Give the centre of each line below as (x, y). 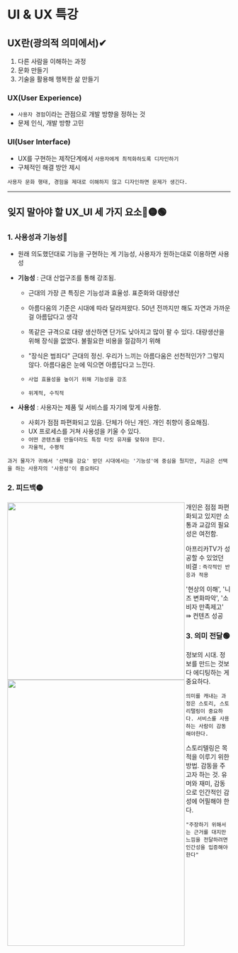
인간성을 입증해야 (207, 847)
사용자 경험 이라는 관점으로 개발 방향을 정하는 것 (81, 114)
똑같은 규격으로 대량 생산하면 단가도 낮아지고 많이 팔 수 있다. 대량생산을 (126, 332)
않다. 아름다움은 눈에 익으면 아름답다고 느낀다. (91, 365)
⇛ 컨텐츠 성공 (205, 615)
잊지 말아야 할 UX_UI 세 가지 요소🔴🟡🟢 (87, 212)
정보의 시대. (202, 654)
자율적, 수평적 (46, 448)
